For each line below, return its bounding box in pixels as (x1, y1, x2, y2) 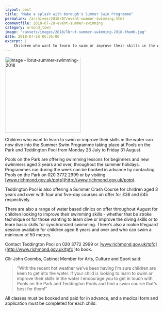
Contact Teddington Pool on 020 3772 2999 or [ (5, 241, 101, 247)
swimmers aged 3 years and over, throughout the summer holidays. (5, 161, 140, 167)
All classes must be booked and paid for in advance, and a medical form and (5, 295, 158, 301)
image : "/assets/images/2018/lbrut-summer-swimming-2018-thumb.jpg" (5, 30, 147, 34)
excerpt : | (5, 39, 27, 44)
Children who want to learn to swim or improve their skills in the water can (5, 136, 153, 142)
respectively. (5, 196, 31, 202)
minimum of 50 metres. (5, 231, 52, 238)
